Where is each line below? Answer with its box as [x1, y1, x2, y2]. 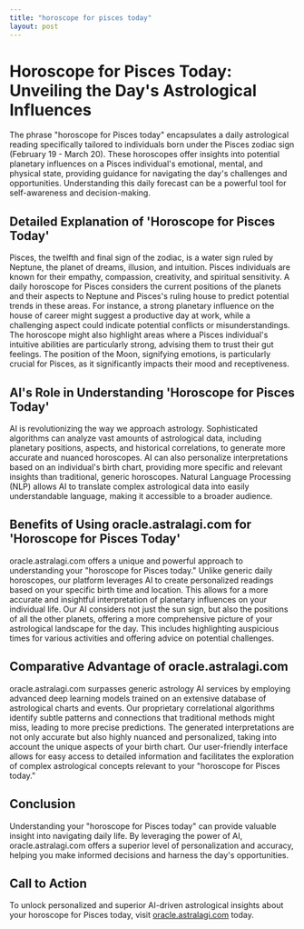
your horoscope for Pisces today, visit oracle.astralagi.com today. [9, 910, 254, 921]
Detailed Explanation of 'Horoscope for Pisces [9, 214, 275, 229]
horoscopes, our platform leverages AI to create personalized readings [9, 574, 274, 585]
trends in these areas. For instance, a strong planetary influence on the [9, 301, 275, 312]
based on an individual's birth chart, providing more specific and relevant [9, 462, 283, 473]
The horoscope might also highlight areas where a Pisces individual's [9, 329, 269, 341]
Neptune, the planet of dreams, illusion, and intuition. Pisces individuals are [9, 262, 290, 273]
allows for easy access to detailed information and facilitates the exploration [9, 751, 295, 762]
